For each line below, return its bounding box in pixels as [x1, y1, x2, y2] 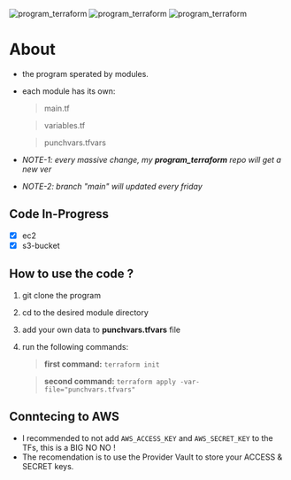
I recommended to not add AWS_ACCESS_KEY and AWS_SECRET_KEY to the [21, 432, 273, 443]
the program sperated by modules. [21, 68, 149, 79]
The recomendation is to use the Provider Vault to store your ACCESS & [21, 452, 283, 462]
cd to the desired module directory [21, 306, 149, 318]
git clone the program [21, 290, 102, 300]
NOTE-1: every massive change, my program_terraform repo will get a [21, 154, 281, 165]
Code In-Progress [9, 206, 109, 221]
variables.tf [43, 120, 86, 130]
